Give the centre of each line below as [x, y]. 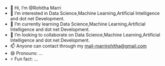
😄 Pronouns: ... [26, 53]
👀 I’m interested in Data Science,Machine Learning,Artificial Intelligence [85, 13]
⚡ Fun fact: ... [24, 59]
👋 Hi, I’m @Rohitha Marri [36, 8]
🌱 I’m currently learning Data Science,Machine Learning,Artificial [78, 24]
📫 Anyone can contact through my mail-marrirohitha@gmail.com [78, 46]
